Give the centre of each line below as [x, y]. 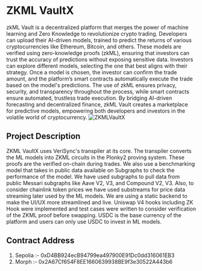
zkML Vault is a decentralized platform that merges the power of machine [97, 27]
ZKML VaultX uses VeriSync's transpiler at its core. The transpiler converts [99, 151]
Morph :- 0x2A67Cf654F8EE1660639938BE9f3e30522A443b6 [94, 261]
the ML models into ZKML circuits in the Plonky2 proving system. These [96, 157]
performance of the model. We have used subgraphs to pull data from [93, 177]
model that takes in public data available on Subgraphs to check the [90, 170]
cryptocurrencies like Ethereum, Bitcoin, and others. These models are [94, 47]
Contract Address [40, 240]
